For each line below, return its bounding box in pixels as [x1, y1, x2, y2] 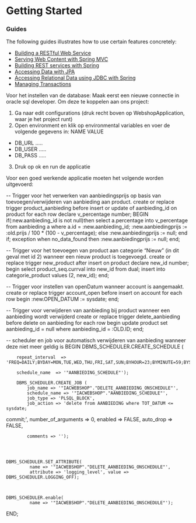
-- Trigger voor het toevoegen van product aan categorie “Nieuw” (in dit [6, 247, 179, 254]
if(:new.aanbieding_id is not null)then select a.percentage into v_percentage [6, 217, 188, 224]
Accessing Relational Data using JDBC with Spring [14, 74, 136, 81]
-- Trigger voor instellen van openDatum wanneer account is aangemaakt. [6, 283, 184, 290]
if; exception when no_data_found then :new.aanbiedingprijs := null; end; [6, 236, 180, 243]
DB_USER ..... [14, 146, 47, 153]
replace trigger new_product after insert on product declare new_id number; [6, 259, 190, 267]
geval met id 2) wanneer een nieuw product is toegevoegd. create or [6, 253, 171, 260]
